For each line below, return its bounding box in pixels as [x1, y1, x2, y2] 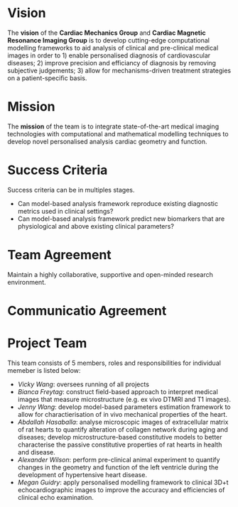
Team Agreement [7, 247, 112, 263]
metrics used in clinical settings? [17, 207, 114, 215]
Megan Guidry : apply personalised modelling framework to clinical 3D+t [17, 478, 229, 486]
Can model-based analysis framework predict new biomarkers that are [17, 214, 225, 223]
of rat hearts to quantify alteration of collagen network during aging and [17, 425, 229, 434]
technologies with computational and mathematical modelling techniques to [7, 129, 229, 138]
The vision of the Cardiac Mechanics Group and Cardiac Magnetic [7, 28, 206, 37]
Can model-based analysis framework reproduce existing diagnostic [17, 199, 219, 207]
